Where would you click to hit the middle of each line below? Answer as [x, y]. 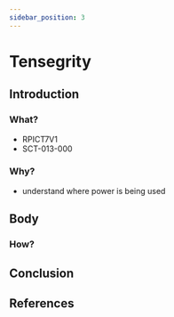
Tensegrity [50, 61]
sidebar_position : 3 [47, 17]
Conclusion [42, 273]
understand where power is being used [94, 191]
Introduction [44, 94]
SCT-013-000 [47, 149]
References [42, 303]
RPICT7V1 [40, 139]
